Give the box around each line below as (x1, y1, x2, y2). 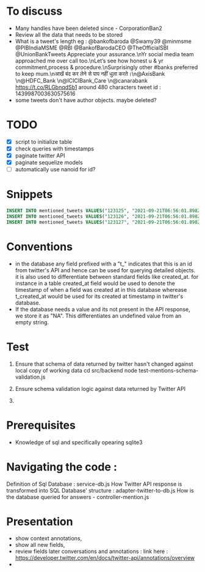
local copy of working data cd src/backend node (15, 366, 138, 374)
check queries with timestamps (15, 145, 95, 152)
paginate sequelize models (15, 159, 84, 166)
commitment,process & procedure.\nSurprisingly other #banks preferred (15, 63, 198, 71)
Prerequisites (6, 418, 76, 432)
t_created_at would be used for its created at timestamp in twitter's (15, 292, 184, 300)
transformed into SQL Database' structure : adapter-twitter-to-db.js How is (6, 486, 194, 494)
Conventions (6, 240, 73, 253)
